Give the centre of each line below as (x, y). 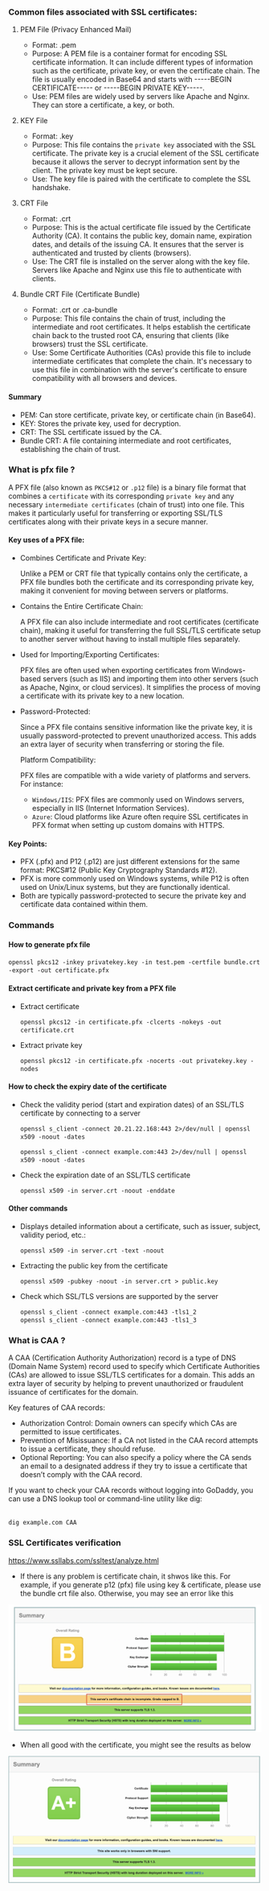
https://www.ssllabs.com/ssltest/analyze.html (84, 1560)
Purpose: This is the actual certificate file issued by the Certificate (141, 227)
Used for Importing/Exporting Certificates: (90, 654)
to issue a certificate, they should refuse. (88, 1449)
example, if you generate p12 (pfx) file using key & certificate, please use (141, 1584)
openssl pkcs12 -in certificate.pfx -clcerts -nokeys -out (121, 1022)
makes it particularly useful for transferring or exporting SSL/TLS (116, 513)
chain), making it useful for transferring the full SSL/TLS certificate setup (140, 630)
